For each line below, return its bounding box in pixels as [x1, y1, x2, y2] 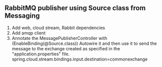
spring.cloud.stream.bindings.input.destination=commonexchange [11, 56, 148, 62]
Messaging [4, 12, 40, 20]
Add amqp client [11, 30, 46, 36]
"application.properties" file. [11, 51, 70, 57]
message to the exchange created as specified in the [11, 45, 120, 51]
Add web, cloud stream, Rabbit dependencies [11, 25, 105, 31]
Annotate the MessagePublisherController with [11, 35, 108, 41]
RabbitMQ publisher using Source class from [4, 4, 146, 12]
